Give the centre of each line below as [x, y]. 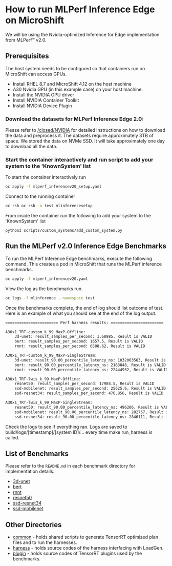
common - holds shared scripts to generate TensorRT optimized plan [85, 537]
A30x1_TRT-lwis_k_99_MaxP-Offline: [43, 379]
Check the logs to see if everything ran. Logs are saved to [66, 427]
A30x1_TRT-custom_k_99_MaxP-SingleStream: [51, 356]
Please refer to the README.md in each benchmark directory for [70, 466]
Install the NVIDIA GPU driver [43, 95]
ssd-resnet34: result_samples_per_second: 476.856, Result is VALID [89, 393]
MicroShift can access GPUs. [36, 74]
